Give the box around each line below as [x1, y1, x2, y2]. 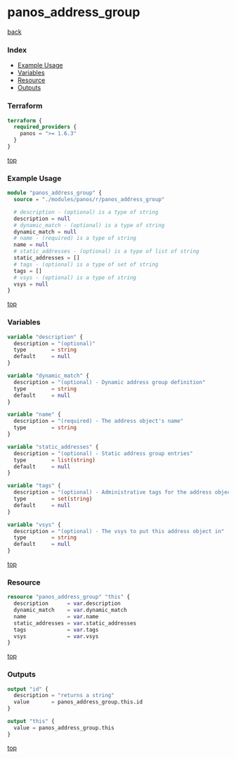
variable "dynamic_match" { [7, 372, 90, 379]
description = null [13, 215, 71, 222]
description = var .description [13, 600, 121, 607]
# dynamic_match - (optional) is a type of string [13, 222, 165, 229]
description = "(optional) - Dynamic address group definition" [13, 378, 206, 385]
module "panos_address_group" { [7, 189, 102, 197]
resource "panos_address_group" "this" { [7, 594, 131, 601]
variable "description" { [7, 333, 83, 340]
